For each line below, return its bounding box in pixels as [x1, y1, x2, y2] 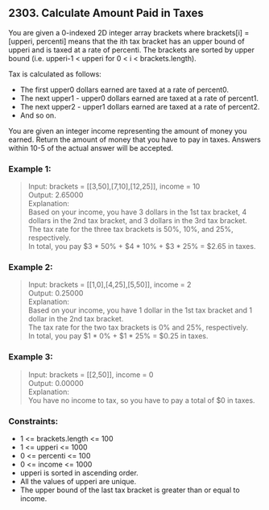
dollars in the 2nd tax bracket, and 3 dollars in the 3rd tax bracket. [27, 216, 247, 226]
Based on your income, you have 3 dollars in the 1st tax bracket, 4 [27, 207, 247, 217]
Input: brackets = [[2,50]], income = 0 [27, 370, 154, 379]
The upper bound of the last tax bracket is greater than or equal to [19, 485, 240, 495]
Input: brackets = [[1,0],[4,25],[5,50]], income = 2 [27, 280, 192, 289]
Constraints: [8, 415, 59, 426]
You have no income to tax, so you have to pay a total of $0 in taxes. [27, 395, 255, 405]
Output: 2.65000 [27, 190, 84, 200]
